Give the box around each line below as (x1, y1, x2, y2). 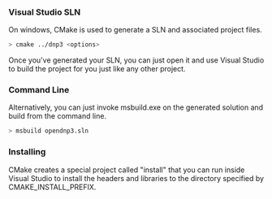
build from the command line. (8, 111, 107, 121)
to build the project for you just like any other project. (8, 64, 186, 74)
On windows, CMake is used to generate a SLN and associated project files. (8, 25, 262, 35)
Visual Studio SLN (8, 6, 81, 18)
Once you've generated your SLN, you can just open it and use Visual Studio (8, 55, 265, 65)
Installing (8, 146, 46, 158)
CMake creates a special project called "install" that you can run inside (8, 165, 245, 175)
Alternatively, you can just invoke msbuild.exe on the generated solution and (8, 102, 264, 112)
